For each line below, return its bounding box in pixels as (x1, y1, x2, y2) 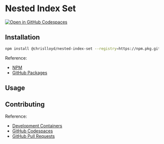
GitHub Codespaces (12, 128, 53, 134)
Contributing (5, 101, 45, 109)
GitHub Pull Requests (12, 133, 55, 139)
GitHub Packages (12, 69, 47, 76)
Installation (5, 33, 40, 41)
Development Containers (12, 123, 62, 128)
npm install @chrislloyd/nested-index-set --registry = (5, 46, 119, 51)
